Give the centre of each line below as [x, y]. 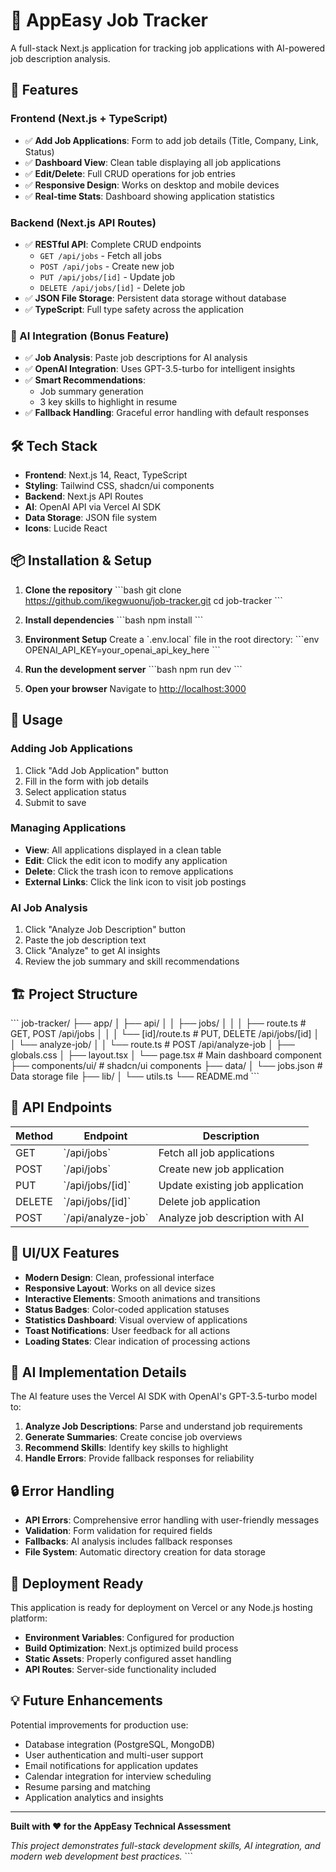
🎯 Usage [36, 720]
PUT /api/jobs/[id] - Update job [107, 276]
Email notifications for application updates [111, 1765]
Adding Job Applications [71, 749]
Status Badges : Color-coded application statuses [127, 1309]
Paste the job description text [85, 940]
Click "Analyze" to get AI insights [92, 951]
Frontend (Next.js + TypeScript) [89, 119]
